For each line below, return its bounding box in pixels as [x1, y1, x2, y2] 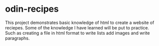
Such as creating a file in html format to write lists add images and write [5, 30, 150, 36]
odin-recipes [5, 3, 59, 15]
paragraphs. [5, 35, 30, 41]
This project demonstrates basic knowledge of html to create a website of [5, 20, 155, 25]
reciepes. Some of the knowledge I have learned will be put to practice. [5, 24, 149, 30]
